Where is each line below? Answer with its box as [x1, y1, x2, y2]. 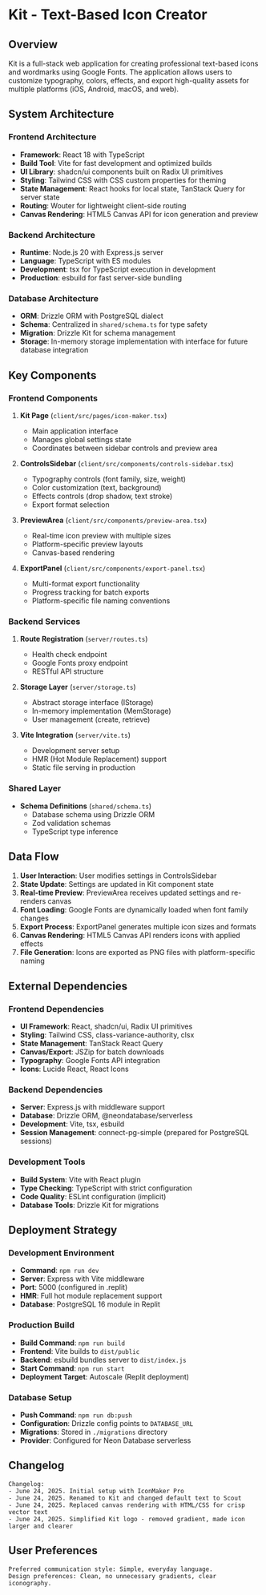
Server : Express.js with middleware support [19, 1102, 166, 1112]
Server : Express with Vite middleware [19, 1274, 145, 1283]
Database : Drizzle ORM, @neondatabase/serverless [19, 1111, 194, 1121]
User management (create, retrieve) [31, 715, 151, 724]
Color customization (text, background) [31, 482, 162, 492]
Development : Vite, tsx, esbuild [19, 1119, 125, 1129]
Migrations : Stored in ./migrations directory [19, 1427, 168, 1436]
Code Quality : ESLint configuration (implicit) [19, 1191, 167, 1201]
